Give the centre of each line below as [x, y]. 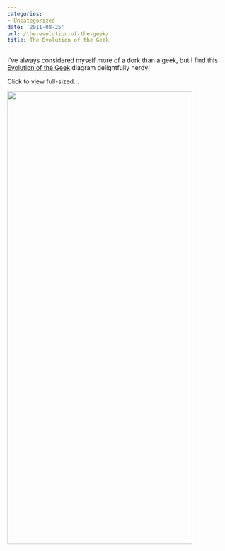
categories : [25, 14]
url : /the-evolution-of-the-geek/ [58, 34]
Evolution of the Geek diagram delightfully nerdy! [79, 68]
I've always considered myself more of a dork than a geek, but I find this [112, 60]
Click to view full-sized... [43, 81]
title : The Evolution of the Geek [58, 40]
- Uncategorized [31, 21]
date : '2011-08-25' [36, 27]
